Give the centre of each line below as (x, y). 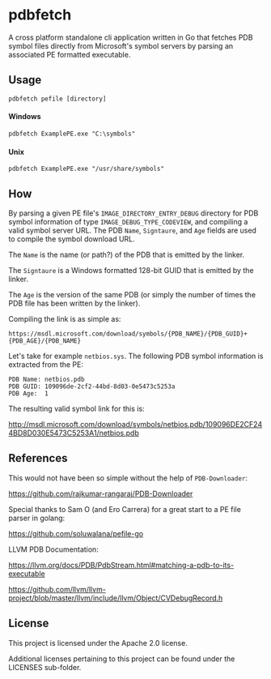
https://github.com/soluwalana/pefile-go (76, 533)
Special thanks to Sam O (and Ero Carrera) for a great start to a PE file (125, 509)
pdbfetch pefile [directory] (57, 99)
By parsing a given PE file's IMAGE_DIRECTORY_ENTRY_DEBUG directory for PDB (133, 213)
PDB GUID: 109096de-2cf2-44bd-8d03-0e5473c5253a (92, 386)
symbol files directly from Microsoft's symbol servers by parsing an (121, 45)
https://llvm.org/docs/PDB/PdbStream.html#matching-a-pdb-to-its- (121, 565)
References (38, 458)
